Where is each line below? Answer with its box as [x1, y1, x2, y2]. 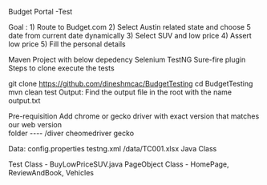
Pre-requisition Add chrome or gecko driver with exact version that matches [8, 111, 260, 121]
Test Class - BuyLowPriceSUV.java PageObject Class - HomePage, [8, 159, 230, 169]
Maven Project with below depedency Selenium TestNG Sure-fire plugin [8, 55, 246, 64]
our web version [8, 120, 63, 129]
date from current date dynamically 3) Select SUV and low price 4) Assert [8, 31, 253, 40]
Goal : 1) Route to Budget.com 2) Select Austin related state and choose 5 [8, 22, 251, 31]
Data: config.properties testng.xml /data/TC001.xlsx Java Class [8, 144, 217, 153]
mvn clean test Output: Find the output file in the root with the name [8, 87, 233, 97]
